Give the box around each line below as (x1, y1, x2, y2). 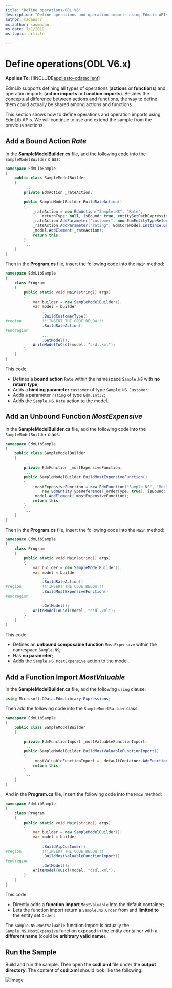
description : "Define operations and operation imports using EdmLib (5, 12, 157, 17)
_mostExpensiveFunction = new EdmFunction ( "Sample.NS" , (32, 484, 155, 489)
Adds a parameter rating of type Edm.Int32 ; (12, 392, 106, 398)
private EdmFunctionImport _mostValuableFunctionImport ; (24, 739, 147, 744)
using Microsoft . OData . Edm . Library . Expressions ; (5, 696, 111, 701)
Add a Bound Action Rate (5, 137, 87, 146)
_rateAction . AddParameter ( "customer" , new (32, 218, 125, 223)
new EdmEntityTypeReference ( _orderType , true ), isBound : (41, 489, 166, 494)
